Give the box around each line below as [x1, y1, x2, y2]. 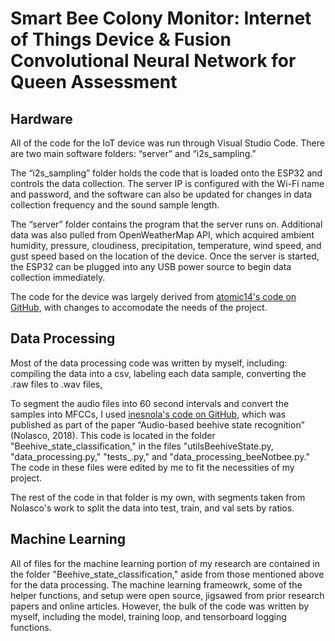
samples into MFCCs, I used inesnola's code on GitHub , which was [10, 408, 287, 420]
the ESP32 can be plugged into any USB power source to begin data [10, 261, 292, 272]
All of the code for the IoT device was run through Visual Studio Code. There [10, 137, 325, 149]
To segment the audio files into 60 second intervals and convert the [10, 397, 290, 409]
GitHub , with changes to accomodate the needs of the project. [10, 302, 268, 313]
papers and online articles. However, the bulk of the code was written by [10, 600, 310, 612]
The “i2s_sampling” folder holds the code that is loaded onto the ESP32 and [10, 167, 323, 179]
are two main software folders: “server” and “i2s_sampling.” [10, 148, 257, 159]
